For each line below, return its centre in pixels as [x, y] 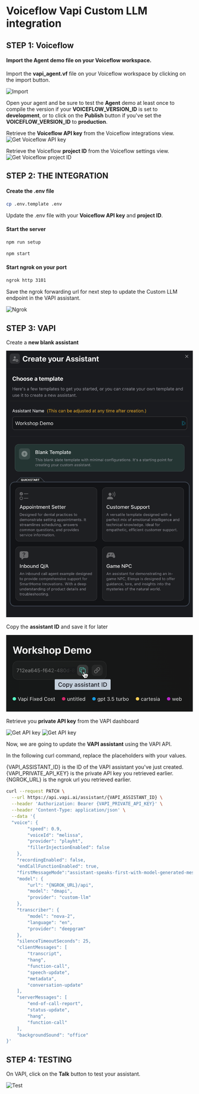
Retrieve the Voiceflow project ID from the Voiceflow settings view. [88, 151]
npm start [18, 254]
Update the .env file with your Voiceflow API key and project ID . [85, 216]
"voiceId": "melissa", [55, 835]
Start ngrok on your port [36, 267]
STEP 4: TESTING [39, 1059]
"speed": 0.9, [45, 829]
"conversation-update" [55, 985]
